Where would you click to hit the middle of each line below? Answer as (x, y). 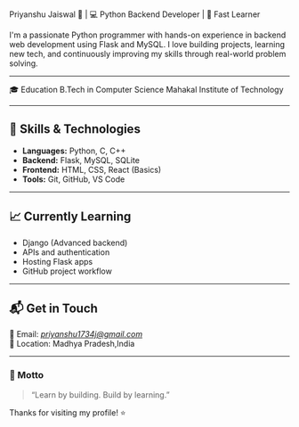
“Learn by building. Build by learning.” (101, 394)
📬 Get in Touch (53, 309)
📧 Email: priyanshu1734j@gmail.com (76, 334)
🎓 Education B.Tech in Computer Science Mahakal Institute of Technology (146, 90)
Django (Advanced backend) (75, 242)
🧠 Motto (27, 375)
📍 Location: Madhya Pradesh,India (72, 344)
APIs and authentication (66, 252)
